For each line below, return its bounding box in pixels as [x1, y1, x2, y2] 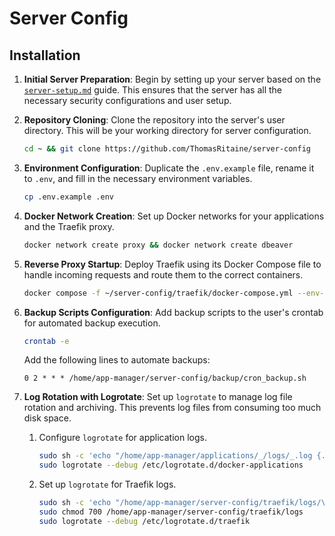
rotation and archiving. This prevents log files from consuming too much [23, 402, 322, 414]
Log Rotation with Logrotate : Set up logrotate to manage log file [23, 391, 293, 403]
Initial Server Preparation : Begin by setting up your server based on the [23, 73, 322, 85]
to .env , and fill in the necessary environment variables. [23, 172, 253, 184]
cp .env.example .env [23, 192, 114, 202]
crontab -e [23, 336, 70, 346]
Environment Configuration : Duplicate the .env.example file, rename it [23, 162, 315, 174]
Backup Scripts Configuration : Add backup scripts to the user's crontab [23, 306, 324, 318]
